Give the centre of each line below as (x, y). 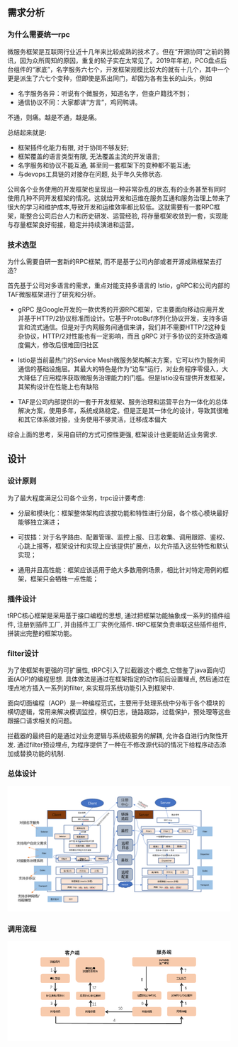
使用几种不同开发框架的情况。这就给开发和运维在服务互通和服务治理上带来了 (119, 198)
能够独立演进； (39, 522)
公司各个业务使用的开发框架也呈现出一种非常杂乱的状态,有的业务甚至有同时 (117, 189)
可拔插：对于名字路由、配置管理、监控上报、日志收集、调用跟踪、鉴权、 (123, 537)
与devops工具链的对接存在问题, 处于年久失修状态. (90, 174)
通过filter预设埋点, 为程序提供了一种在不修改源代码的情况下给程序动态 (118, 745)
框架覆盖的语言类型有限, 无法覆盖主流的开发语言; (89, 156)
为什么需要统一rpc (39, 35)
